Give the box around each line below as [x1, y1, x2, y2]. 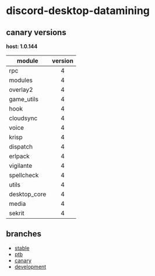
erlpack [9, 152, 30, 160]
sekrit [9, 209, 24, 217]
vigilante [9, 162, 33, 170]
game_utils [9, 95, 39, 103]
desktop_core [9, 190, 47, 198]
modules [9, 76, 33, 84]
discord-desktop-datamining [6, 4, 150, 18]
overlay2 [9, 86, 33, 94]
